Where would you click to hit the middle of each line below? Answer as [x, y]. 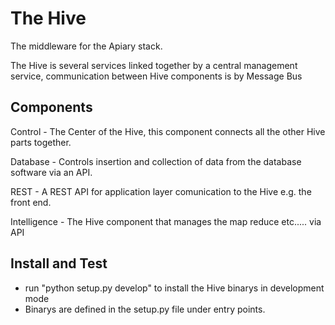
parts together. [41, 142]
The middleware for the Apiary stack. [86, 46]
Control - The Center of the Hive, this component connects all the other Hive [168, 131]
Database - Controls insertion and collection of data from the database [156, 161]
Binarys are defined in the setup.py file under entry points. [145, 309]
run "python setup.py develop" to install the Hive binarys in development [174, 288]
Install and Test [59, 263]
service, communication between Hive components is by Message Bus [156, 76]
